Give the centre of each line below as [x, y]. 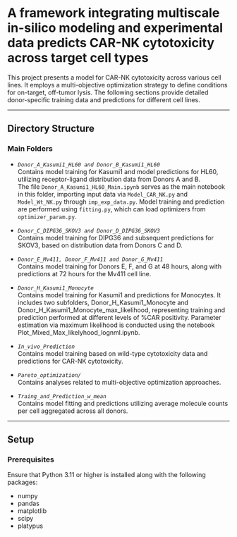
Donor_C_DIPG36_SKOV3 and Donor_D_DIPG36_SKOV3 [89, 230]
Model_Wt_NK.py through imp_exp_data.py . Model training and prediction [121, 202]
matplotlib [32, 511]
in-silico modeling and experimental [115, 28]
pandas [29, 504]
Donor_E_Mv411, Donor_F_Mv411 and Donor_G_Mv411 [90, 259]
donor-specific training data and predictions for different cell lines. [104, 99]
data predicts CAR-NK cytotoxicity [111, 43]
